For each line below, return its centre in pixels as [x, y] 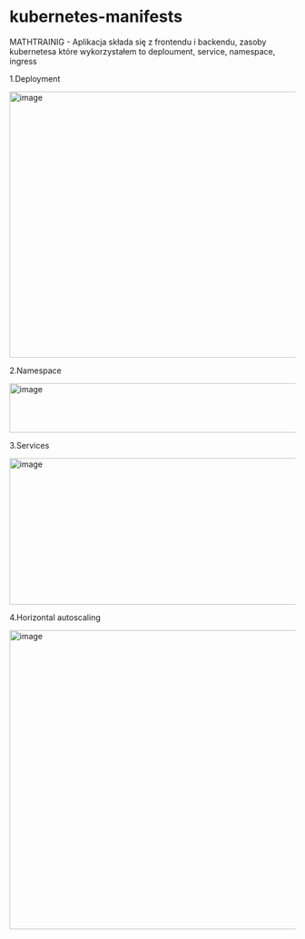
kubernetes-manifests [96, 17]
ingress [24, 61]
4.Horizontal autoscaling [55, 617]
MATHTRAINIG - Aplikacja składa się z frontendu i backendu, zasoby [138, 42]
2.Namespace [35, 371]
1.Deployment [35, 78]
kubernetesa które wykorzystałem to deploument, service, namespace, [143, 51]
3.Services [30, 445]
